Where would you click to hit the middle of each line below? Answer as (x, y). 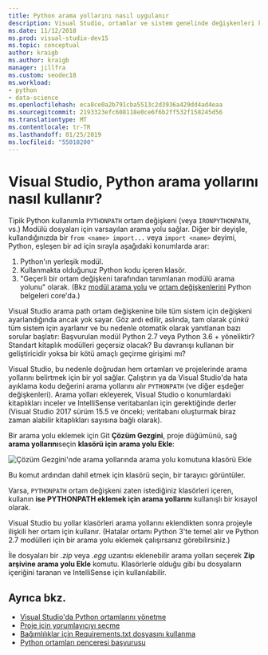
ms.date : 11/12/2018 (43, 30)
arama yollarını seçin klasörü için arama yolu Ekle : (92, 444)
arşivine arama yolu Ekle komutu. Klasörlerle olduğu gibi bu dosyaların (125, 564)
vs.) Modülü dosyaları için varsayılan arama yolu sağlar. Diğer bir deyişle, (128, 230)
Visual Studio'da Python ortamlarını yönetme (93, 617)
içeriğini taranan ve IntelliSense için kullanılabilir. (87, 573)
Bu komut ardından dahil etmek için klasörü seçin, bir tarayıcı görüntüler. (127, 475)
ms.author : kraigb (39, 61)
